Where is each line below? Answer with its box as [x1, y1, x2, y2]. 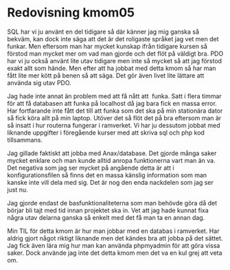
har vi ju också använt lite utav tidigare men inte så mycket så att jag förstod [7, 56, 222, 65]
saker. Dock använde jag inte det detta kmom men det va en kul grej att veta [7, 249, 222, 257]
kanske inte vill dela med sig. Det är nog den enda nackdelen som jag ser [7, 178, 214, 186]
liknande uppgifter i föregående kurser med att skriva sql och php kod [7, 128, 205, 137]
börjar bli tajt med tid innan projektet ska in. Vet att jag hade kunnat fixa [7, 206, 209, 214]
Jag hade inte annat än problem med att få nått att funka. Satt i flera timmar [7, 91, 222, 100]
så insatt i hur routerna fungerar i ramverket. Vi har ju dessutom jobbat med [7, 121, 221, 129]
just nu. [7, 185, 29, 194]
